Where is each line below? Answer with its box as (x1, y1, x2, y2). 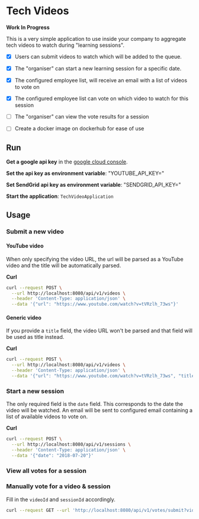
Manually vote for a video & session (6, 482, 111, 491)
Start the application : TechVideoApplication (6, 193, 114, 200)
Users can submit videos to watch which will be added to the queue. (14, 53, 182, 60)
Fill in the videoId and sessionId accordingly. (6, 496, 115, 503)
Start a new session (6, 387, 64, 395)
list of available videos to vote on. (6, 413, 88, 420)
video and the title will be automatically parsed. (6, 262, 121, 269)
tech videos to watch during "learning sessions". (6, 41, 124, 49)
